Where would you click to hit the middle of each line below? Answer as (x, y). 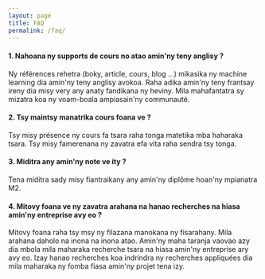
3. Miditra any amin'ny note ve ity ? (67, 162)
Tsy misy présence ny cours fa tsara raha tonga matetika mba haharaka (126, 135)
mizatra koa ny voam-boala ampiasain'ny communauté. (99, 99)
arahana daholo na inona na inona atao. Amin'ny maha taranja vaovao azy (129, 241)
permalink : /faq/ (37, 30)
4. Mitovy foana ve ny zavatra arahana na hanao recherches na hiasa (124, 206)
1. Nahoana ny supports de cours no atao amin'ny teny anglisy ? (116, 56)
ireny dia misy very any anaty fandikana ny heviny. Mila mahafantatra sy (126, 90)
